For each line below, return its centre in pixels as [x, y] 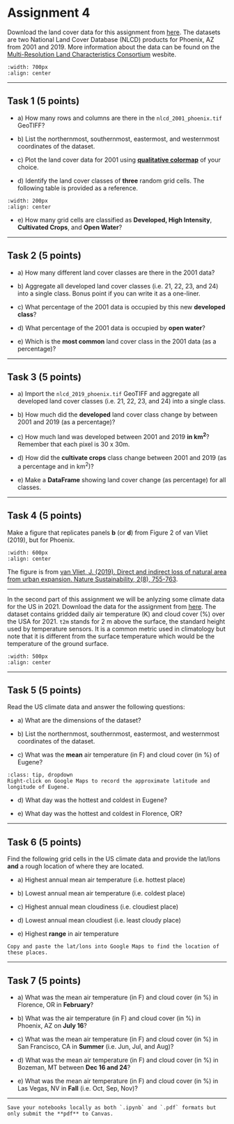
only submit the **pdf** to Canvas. [60, 1114]
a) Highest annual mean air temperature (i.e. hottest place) [101, 880]
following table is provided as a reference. [77, 188]
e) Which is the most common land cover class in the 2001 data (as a [117, 341]
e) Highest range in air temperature [68, 934]
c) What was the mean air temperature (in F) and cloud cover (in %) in [118, 1039]
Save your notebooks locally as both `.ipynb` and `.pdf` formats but [112, 1107]
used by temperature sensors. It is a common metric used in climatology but [116, 629]
